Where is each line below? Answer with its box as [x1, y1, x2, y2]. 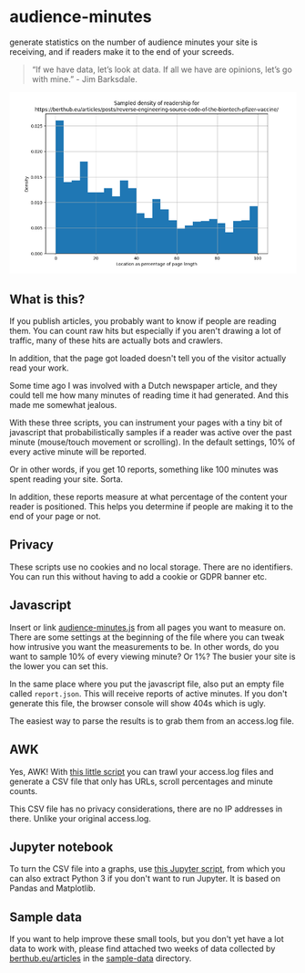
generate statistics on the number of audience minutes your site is [9, 37, 258, 47]
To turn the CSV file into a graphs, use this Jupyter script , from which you [9, 863, 286, 874]
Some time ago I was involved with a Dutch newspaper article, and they [9, 381, 278, 392]
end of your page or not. [9, 511, 102, 522]
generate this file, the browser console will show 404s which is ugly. [9, 697, 267, 708]
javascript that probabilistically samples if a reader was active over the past [9, 427, 292, 438]
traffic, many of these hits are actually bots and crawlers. [9, 335, 223, 346]
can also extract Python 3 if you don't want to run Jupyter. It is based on [9, 874, 280, 884]
